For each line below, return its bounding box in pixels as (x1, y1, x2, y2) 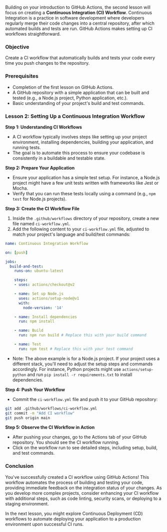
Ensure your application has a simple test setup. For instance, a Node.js (12, 174, 160, 180)
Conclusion (5, 463, 34, 470)
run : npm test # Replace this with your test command (18, 346, 133, 351)
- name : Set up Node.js (14, 291, 64, 297)
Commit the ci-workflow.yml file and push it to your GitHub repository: (12, 396, 158, 402)
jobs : (5, 259, 16, 264)
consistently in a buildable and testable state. (12, 155, 106, 161)
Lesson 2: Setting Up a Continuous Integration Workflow (5, 112, 145, 119)
